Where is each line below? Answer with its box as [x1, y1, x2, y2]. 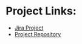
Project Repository [14, 30, 61, 37]
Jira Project [14, 24, 44, 31]
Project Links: [5, 4, 77, 18]
